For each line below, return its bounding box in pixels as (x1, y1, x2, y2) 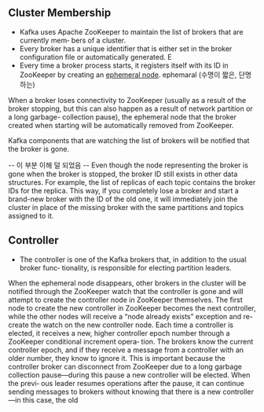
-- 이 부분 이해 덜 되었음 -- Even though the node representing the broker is (8, 160, 249, 170)
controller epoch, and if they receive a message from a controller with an (8, 345, 244, 355)
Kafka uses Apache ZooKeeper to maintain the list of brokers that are (19, 27, 244, 36)
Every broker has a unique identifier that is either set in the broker (19, 43, 233, 53)
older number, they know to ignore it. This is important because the (8, 353, 225, 362)
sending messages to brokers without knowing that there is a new (8, 387, 222, 396)
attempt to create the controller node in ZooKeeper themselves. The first (8, 295, 243, 304)
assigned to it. (8, 211, 54, 220)
